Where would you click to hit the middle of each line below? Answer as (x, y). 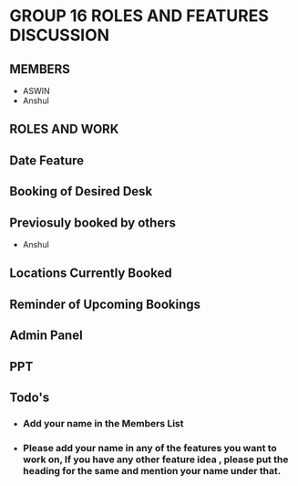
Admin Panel (46, 336)
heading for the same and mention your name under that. (152, 470)
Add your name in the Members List (103, 423)
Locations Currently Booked (91, 274)
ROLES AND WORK (64, 129)
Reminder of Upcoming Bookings (105, 304)
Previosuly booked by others (92, 222)
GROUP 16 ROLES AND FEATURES (139, 16)
